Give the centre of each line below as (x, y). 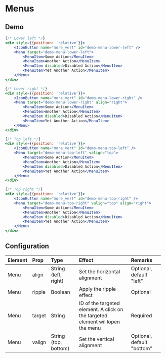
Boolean (61, 292)
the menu (90, 328)
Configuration (27, 246)
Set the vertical (97, 339)
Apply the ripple (97, 289)
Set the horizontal (99, 271)
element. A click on (101, 309)
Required (141, 315)
